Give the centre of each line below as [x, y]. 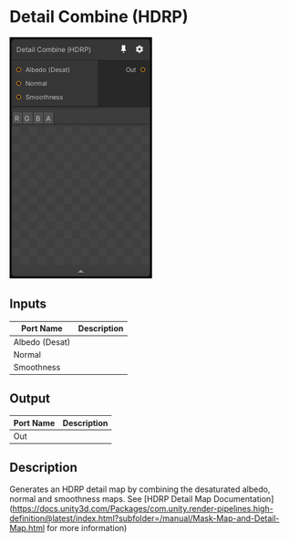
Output [30, 398]
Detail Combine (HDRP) [99, 17]
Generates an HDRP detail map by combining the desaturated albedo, [140, 489]
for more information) [87, 528]
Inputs [28, 304]
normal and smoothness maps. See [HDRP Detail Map [111, 499]
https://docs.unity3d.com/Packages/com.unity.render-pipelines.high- [143, 509]
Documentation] [244, 499]
